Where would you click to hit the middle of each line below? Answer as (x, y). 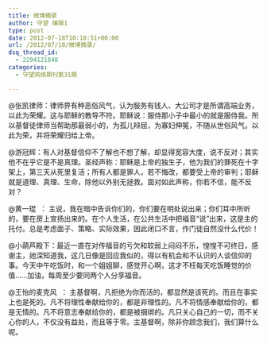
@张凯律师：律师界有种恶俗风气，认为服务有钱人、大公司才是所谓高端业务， (133, 105)
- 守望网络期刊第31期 (46, 75)
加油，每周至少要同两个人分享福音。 (87, 275)
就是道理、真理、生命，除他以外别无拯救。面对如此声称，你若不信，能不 (126, 182)
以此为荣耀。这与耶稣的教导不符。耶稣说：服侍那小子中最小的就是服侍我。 (130, 115)
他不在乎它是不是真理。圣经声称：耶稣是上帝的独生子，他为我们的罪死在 (126, 162)
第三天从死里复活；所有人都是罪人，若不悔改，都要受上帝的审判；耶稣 (144, 172)
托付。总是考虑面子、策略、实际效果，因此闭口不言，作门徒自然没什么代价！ (133, 228)
